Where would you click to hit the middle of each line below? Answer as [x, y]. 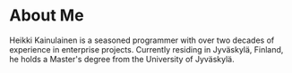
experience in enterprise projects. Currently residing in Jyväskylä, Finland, [146, 49]
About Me [47, 16]
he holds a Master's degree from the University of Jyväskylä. [122, 59]
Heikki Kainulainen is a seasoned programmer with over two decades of [142, 40]
